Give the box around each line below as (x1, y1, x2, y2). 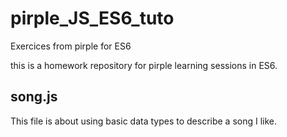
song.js (10, 88, 58, 106)
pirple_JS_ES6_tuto (10, 7, 175, 30)
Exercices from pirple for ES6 (10, 40, 132, 52)
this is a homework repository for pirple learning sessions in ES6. (10, 59, 278, 71)
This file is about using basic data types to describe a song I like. (10, 115, 278, 127)
